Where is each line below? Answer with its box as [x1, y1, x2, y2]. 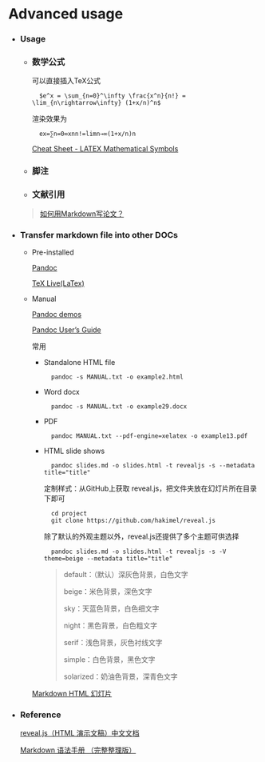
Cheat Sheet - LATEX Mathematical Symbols [31, 144, 179, 154]
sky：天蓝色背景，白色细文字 [63, 604, 160, 613]
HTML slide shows [43, 446, 105, 455]
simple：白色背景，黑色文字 [63, 654, 156, 664]
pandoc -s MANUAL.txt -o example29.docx [50, 402, 188, 411]
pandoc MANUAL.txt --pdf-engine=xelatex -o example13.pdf [50, 431, 248, 440]
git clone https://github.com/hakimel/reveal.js [50, 516, 216, 524]
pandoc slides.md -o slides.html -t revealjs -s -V [50, 547, 227, 555]
